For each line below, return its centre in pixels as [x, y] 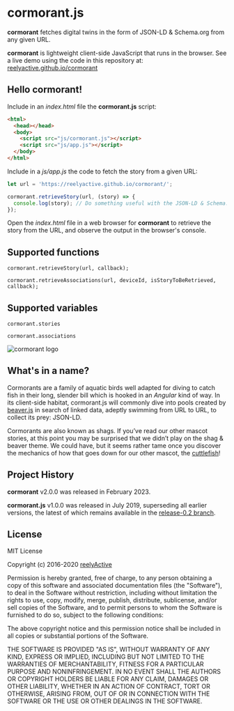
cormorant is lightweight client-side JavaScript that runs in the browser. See [117, 53]
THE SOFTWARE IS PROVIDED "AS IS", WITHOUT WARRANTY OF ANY [109, 650]
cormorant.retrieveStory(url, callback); [68, 268]
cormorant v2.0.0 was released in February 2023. [79, 492]
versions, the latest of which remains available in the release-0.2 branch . [111, 513]
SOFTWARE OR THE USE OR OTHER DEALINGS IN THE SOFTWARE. [105, 701]
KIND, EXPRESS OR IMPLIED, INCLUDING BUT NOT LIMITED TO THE [106, 657]
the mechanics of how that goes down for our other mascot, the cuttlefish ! [114, 453]
